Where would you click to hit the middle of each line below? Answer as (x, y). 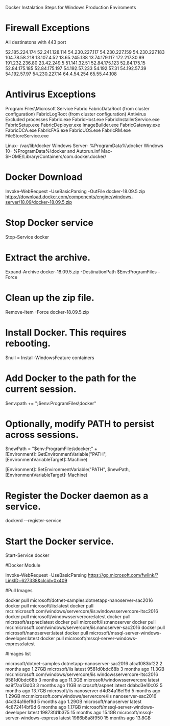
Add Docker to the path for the (71, 378)
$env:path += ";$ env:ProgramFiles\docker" (51, 403)
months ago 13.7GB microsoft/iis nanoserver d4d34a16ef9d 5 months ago (83, 691)
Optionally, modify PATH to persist (80, 424)
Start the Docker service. (60, 541)
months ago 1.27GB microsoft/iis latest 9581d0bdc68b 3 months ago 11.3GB (85, 669)
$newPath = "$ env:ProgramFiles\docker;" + (52, 449)
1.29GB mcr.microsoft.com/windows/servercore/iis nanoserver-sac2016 (81, 696)
